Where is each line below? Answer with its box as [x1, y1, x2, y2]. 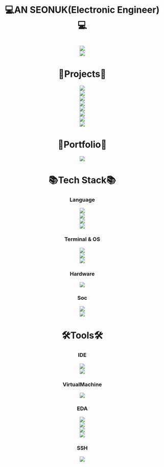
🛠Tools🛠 [61, 329, 103, 341]
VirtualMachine [62, 381, 102, 388]
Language [69, 196, 95, 203]
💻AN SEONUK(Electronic [5, 4, 115, 16]
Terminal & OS [64, 236, 100, 243]
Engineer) [117, 4, 160, 16]
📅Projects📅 [58, 68, 106, 80]
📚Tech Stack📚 [48, 174, 116, 186]
